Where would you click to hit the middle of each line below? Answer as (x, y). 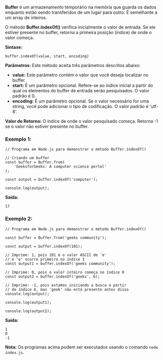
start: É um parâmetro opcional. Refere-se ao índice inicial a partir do (83, 85)
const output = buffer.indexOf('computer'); (51, 180)
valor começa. (20, 37)
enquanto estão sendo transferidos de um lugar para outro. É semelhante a (81, 12)
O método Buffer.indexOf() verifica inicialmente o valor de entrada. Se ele (81, 27)
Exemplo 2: (19, 219)
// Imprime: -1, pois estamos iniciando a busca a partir (66, 285)
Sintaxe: (14, 47)
